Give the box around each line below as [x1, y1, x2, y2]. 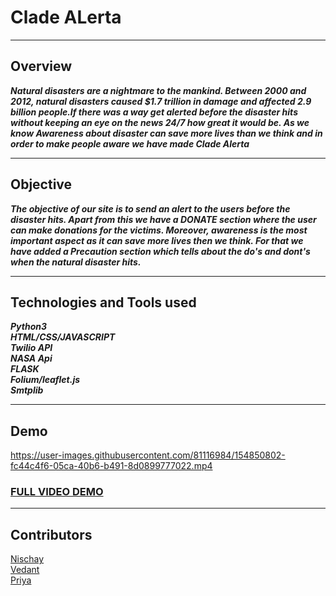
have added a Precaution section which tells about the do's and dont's [10, 245, 311, 257]
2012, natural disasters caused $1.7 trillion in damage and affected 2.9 [10, 95, 312, 107]
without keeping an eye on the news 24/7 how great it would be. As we [10, 116, 310, 128]
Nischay [10, 553, 45, 565]
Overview [10, 58, 73, 75]
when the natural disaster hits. [10, 256, 142, 268]
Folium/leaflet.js [10, 374, 81, 386]
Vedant [10, 564, 40, 576]
